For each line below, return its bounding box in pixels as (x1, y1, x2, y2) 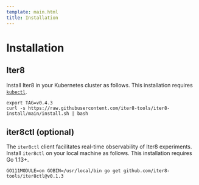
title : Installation (6, 15, 59, 21)
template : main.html (6, 9, 59, 15)
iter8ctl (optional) (6, 126, 75, 137)
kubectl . (6, 88, 27, 95)
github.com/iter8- (123, 168, 170, 174)
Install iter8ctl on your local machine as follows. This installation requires (6, 150, 193, 157)
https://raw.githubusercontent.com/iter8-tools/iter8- (28, 105, 170, 111)
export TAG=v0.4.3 (6, 100, 53, 106)
